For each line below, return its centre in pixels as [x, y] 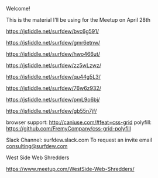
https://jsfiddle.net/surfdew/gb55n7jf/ [51, 111]
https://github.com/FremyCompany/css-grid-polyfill [69, 128]
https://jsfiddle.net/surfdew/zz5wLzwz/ [54, 65]
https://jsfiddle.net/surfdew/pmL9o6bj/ [53, 100]
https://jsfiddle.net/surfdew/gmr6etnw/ [53, 43]
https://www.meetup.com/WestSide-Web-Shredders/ [70, 169]
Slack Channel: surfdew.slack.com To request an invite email [79, 140]
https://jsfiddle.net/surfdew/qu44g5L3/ [54, 77]
